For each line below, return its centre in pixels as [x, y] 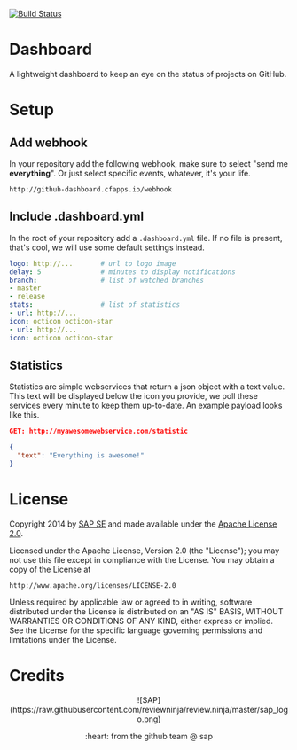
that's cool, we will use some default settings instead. [107, 247]
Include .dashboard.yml [77, 217]
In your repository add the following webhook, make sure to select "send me [148, 163]
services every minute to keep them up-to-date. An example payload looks [146, 406]
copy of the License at [50, 569]
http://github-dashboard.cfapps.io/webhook [91, 189]
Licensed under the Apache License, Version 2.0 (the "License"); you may [145, 551]
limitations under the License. [63, 639]
